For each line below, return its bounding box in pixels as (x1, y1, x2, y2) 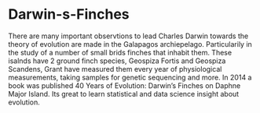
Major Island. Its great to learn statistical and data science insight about (8, 89, 240, 98)
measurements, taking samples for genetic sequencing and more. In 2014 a (8, 72, 252, 82)
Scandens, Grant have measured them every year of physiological (8, 64, 222, 73)
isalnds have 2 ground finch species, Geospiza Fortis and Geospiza (8, 56, 226, 65)
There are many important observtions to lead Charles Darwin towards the (8, 31, 249, 41)
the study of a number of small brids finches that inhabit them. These (8, 48, 233, 57)
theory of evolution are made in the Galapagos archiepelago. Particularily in (8, 39, 253, 48)
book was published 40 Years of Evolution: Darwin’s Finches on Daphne (8, 80, 241, 90)
